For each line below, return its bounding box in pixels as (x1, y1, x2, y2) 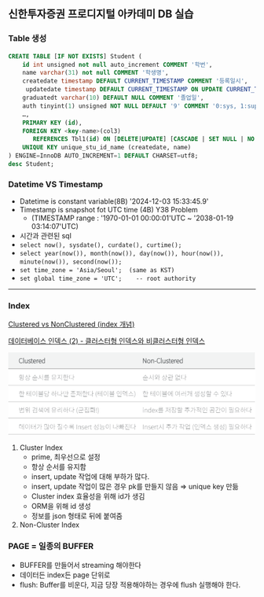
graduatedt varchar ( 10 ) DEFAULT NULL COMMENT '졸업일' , (22, 94, 204, 102)
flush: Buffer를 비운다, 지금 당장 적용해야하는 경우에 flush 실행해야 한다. (19, 580, 241, 589)
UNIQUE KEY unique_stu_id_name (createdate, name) (22, 144, 192, 152)
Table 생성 (8, 33, 47, 44)
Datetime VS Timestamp (8, 179, 104, 190)
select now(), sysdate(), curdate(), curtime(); (19, 241, 182, 249)
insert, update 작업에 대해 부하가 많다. (31, 471, 150, 481)
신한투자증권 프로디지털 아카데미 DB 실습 (8, 7, 194, 21)
